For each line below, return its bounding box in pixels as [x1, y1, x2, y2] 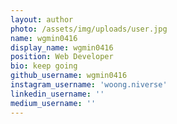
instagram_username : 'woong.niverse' [10, 80, 168, 90]
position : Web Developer [10, 52, 114, 62]
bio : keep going [10, 61, 78, 71]
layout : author [10, 14, 74, 25]
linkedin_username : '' [10, 89, 105, 99]
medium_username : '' [10, 98, 97, 108]
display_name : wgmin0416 [10, 42, 114, 53]
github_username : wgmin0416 [10, 71, 128, 81]
